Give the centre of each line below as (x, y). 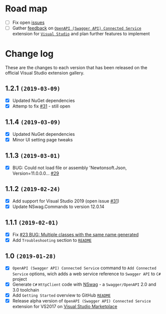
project (20, 279)
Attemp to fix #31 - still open (41, 106)
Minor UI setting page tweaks (42, 139)
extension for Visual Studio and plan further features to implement (81, 34)
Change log (29, 54)
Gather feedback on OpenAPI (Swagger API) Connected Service (77, 28)
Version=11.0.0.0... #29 (36, 173)
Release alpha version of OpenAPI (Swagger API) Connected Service (82, 301)
